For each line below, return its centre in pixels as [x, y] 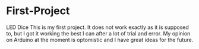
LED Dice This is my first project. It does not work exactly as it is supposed [97, 27]
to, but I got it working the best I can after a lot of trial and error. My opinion [98, 33]
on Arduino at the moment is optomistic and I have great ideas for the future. [100, 40]
